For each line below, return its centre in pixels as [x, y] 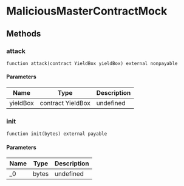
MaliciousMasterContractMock [87, 11]
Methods [24, 34]
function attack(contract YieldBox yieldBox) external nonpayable [92, 63]
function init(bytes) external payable [57, 134]
